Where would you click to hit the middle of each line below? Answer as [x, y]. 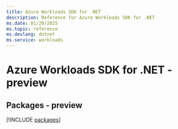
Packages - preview [44, 105]
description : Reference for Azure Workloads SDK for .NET [81, 18]
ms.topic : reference [32, 29]
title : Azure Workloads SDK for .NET [54, 12]
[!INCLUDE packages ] [33, 120]
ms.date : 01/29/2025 [32, 23]
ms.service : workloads [35, 40]
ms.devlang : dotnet [31, 35]
